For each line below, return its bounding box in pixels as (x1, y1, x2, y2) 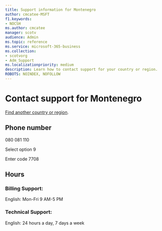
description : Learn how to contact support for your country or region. (5, 67, 158, 72)
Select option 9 (5, 146, 36, 152)
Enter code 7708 (5, 156, 39, 162)
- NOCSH (5, 21, 21, 26)
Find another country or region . (5, 109, 69, 115)
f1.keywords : (5, 16, 32, 21)
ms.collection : (5, 48, 37, 53)
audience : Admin (5, 35, 39, 40)
